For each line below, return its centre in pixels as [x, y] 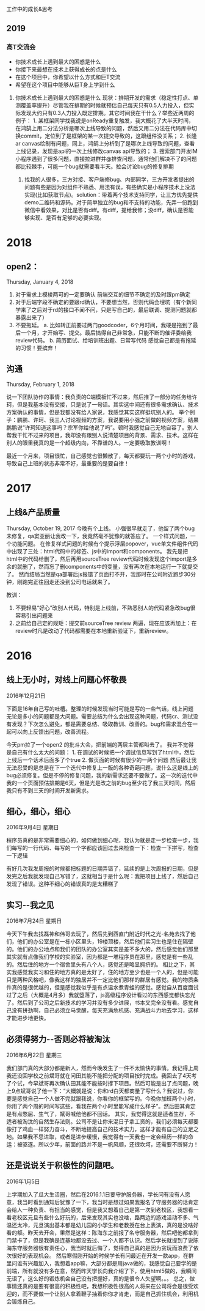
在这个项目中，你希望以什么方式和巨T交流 [68, 77]
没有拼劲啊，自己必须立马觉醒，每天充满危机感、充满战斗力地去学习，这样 [105, 1010]
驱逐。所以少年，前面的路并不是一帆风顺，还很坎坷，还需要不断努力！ [110, 1144]
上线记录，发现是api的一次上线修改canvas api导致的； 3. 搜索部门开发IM [106, 151]
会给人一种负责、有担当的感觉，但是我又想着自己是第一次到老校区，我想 [97, 1209]
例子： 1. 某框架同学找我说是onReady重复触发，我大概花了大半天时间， [104, 120]
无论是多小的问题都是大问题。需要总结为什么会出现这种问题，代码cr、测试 [100, 716]
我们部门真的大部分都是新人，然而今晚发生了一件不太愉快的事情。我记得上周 [103, 1068]
